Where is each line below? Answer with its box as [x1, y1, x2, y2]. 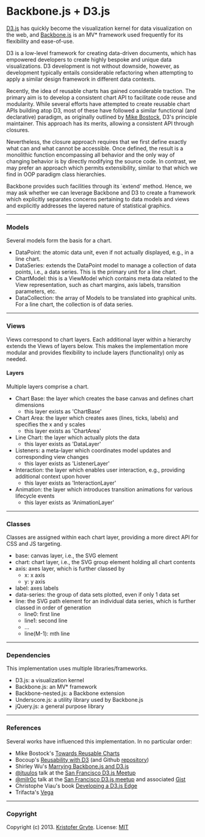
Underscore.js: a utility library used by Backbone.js [15, 696, 143, 704]
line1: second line [24, 617, 68, 625]
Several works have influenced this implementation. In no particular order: [6, 737, 192, 745]
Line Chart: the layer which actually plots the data [15, 433, 140, 441]
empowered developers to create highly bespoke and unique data [6, 56, 172, 63]
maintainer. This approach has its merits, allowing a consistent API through [6, 119, 194, 127]
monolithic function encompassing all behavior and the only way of [6, 151, 175, 158]
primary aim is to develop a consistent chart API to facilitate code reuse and [6, 94, 197, 101]
